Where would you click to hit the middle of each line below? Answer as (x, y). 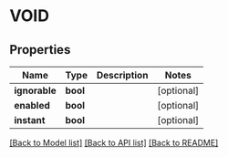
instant (30, 120)
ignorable (35, 90)
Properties (40, 50)
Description (122, 75)
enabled (32, 105)
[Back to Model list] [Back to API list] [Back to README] (114, 143)
